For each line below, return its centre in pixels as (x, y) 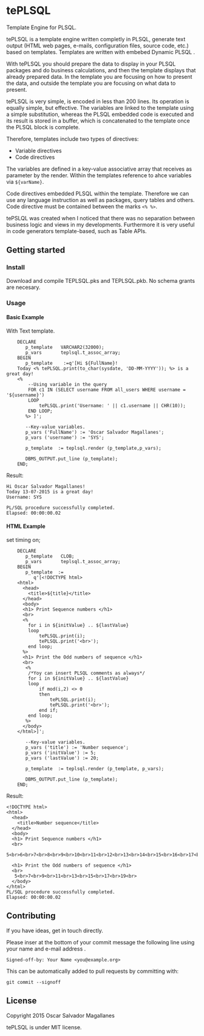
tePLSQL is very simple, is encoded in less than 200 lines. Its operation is (98, 101)
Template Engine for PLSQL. (42, 27)
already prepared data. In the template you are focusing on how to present (99, 76)
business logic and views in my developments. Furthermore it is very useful (100, 225)
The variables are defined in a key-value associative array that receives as (99, 169)
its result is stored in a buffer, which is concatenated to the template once (98, 120)
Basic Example (25, 317)
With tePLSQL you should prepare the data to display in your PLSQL (91, 64)
